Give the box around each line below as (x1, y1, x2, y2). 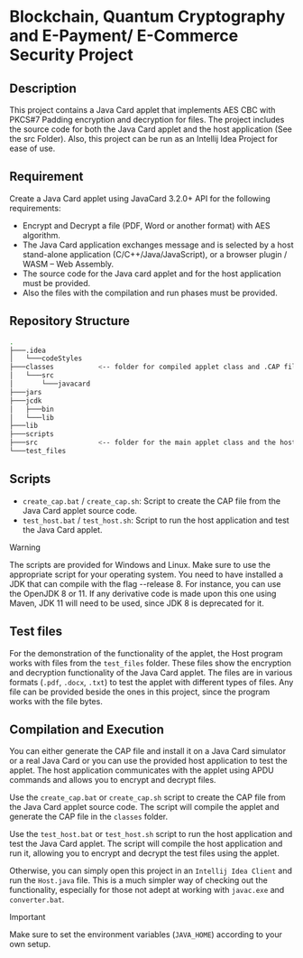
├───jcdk (9, 395, 42, 405)
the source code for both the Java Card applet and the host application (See (9, 124, 293, 135)
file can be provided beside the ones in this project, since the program (9, 686, 271, 697)
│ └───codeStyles (9, 354, 83, 363)
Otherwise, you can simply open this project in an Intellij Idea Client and (9, 865, 293, 877)
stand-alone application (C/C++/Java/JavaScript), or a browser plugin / (22, 248, 288, 259)
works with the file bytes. (9, 695, 104, 706)
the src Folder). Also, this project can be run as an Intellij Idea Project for (9, 134, 278, 144)
